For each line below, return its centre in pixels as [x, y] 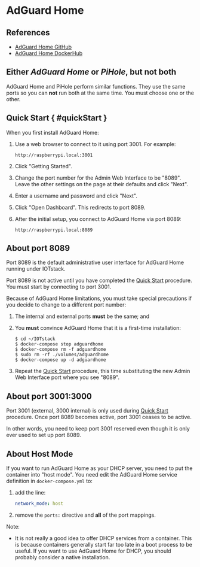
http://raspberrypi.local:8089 [54, 230]
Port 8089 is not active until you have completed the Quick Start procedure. [99, 281]
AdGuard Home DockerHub [49, 53]
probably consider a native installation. [62, 557]
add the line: [30, 493]
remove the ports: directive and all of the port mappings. [85, 515]
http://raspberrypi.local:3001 [54, 155]
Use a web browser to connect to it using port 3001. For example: [95, 144]
